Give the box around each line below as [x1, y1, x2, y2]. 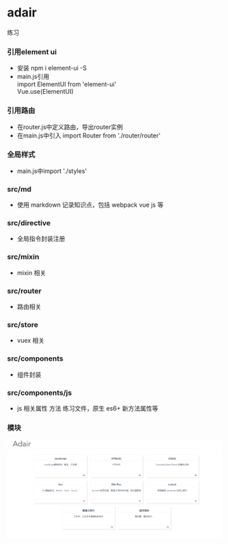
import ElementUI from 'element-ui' [16, 80, 117, 88]
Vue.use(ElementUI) [16, 88, 74, 96]
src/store [7, 320, 39, 329]
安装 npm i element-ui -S [16, 64, 87, 73]
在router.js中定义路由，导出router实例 [16, 122, 123, 131]
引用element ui [7, 47, 57, 56]
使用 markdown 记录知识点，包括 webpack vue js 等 [16, 200, 164, 209]
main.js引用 [16, 73, 50, 81]
